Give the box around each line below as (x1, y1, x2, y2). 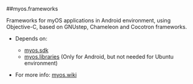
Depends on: (15, 35, 47, 42)
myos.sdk (24, 47, 49, 54)
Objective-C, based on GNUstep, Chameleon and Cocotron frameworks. (6, 24, 187, 30)
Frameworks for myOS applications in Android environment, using (6, 17, 171, 24)
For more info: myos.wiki (15, 71, 77, 78)
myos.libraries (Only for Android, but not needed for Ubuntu (24, 53, 174, 60)
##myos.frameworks (6, 5, 58, 12)
